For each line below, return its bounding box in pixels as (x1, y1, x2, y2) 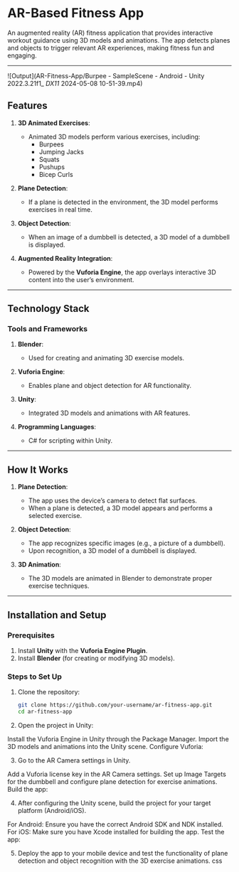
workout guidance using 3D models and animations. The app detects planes (7, 36, 230, 44)
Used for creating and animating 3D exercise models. (28, 354, 185, 362)
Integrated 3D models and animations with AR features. (28, 409, 191, 417)
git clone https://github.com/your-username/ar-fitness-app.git (17, 701, 213, 709)
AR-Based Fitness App (7, 5, 144, 21)
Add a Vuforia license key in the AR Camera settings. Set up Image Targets (7, 770, 226, 778)
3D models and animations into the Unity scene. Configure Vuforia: (7, 742, 204, 750)
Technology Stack (7, 303, 90, 315)
